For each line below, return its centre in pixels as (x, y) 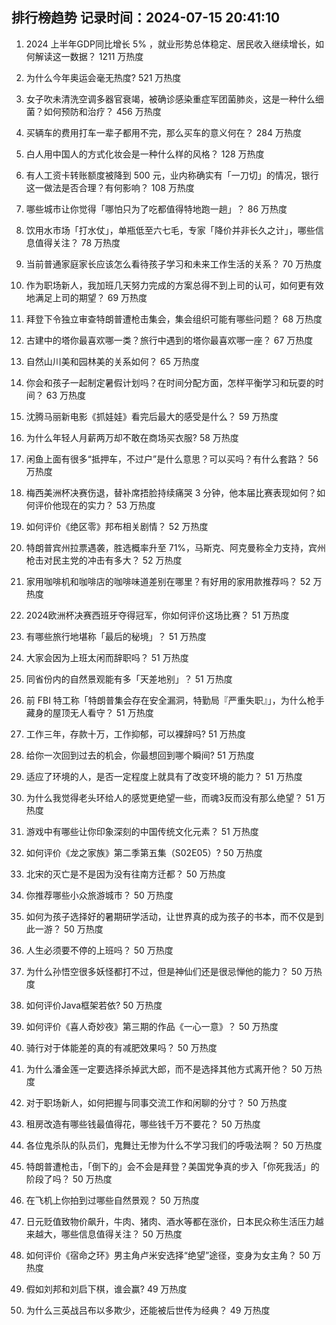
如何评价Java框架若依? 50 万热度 (94, 1005)
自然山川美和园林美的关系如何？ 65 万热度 (112, 361)
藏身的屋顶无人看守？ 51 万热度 (89, 712)
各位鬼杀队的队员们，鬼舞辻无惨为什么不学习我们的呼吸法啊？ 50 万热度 (174, 1145)
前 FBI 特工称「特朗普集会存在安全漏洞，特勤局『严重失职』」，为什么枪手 (175, 700)
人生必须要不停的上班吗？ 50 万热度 (99, 950)
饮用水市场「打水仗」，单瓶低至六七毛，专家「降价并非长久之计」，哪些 (170, 230)
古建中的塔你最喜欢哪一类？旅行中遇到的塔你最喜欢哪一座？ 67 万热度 (169, 340)
